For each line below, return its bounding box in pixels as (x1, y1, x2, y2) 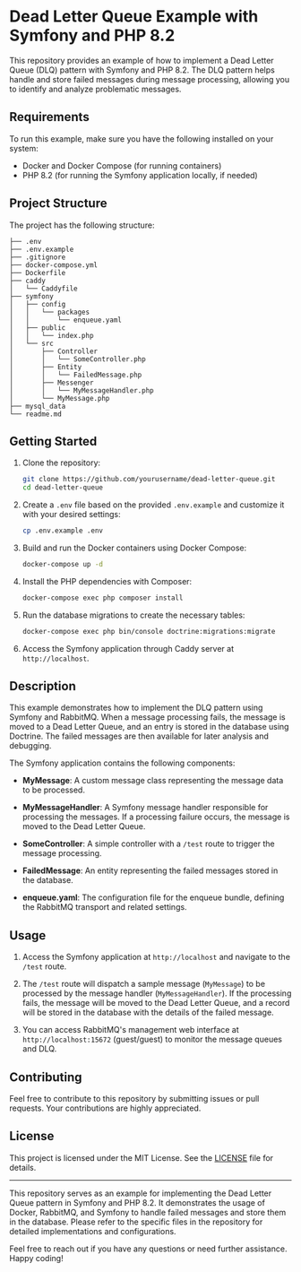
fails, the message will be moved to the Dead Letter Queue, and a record (21, 998, 290, 1008)
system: (9, 143, 39, 153)
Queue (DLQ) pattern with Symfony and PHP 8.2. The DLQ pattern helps (9, 65, 275, 75)
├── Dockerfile (9, 268, 66, 277)
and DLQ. (21, 1043, 57, 1054)
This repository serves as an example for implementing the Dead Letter (9, 1188, 272, 1198)
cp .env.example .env (21, 526, 103, 535)
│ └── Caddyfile (9, 284, 78, 293)
